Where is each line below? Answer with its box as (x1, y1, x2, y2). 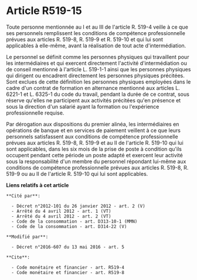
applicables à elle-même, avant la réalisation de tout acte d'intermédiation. (6, 42, 186, 49)
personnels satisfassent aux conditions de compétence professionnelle (6, 133, 178, 140)
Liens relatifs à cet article (6, 181, 69, 188)
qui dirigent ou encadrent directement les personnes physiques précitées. (6, 72, 185, 79)
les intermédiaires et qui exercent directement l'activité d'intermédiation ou (6, 60, 188, 67)
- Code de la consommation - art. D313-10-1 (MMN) (11, 218, 138, 224)
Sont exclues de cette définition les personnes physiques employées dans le (6, 78, 191, 85)
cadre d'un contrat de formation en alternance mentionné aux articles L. (6, 84, 180, 91)
